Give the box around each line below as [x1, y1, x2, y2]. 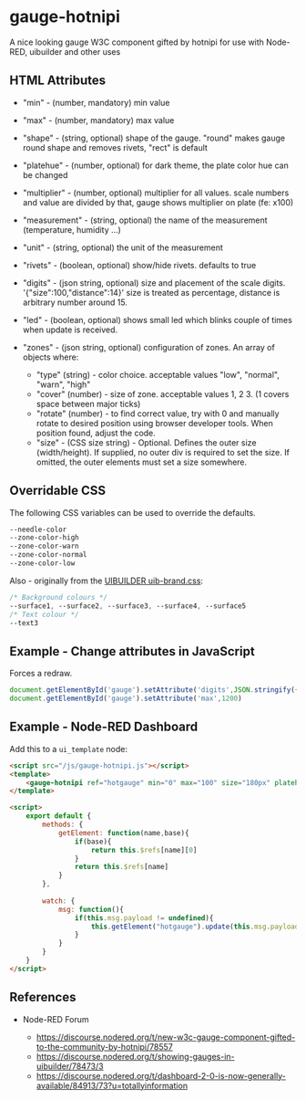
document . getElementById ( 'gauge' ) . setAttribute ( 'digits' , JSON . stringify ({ [9, 686, 300, 695]
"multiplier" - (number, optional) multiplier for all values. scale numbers [22, 187, 290, 198]
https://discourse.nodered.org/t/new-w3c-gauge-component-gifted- [36, 1032, 296, 1042]
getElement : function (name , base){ [57, 828, 189, 837]
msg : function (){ [57, 905, 125, 914]
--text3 [9, 618, 39, 627]
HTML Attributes [9, 73, 107, 89]
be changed [22, 169, 68, 180]
